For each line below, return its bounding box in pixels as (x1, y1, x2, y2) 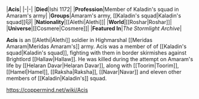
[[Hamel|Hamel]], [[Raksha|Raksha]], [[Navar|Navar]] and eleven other (6, 68, 182, 75)
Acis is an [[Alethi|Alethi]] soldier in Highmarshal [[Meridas (6, 37, 153, 43)
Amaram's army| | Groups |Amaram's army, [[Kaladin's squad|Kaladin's (6, 12, 182, 19)
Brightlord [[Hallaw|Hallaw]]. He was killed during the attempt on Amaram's (6, 56, 194, 62)
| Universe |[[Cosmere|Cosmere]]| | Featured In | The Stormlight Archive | (6, 25, 182, 32)
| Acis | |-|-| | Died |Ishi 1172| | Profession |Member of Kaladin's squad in (6, 6, 179, 13)
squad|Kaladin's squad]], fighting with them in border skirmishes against (6, 49, 187, 56)
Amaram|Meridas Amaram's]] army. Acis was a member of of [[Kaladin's (6, 43, 187, 50)
